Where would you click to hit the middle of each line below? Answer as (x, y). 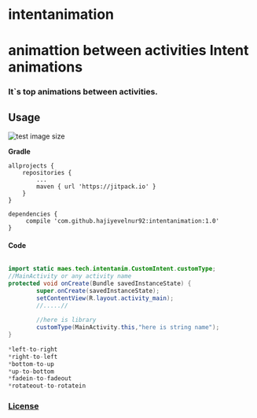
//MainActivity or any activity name (70, 276)
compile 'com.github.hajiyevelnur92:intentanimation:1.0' (123, 221)
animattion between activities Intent (128, 51)
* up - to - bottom (31, 372)
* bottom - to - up (31, 364)
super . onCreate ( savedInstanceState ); (98, 290)
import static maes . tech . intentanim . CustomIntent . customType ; (112, 269)
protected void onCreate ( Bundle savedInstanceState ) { (100, 284)
